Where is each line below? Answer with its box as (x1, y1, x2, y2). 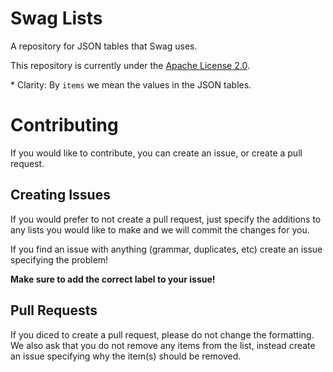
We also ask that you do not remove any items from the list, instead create (10, 339, 316, 351)
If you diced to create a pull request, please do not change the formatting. (10, 328, 315, 341)
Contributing (10, 114, 119, 137)
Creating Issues (10, 187, 111, 204)
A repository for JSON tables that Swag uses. (10, 40, 198, 52)
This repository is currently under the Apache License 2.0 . (10, 59, 250, 71)
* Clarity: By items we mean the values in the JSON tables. (10, 78, 252, 91)
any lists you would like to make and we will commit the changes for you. (10, 223, 310, 236)
